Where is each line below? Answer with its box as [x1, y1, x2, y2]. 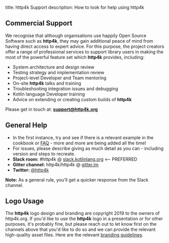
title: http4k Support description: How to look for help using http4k [5, 5, 145, 10]
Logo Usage [5, 197, 44, 205]
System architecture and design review [12, 64, 95, 70]
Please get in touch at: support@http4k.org [5, 106, 98, 112]
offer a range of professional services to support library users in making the [5, 48, 164, 55]
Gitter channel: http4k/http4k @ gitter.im [12, 161, 99, 167]
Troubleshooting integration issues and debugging [12, 85, 118, 92]
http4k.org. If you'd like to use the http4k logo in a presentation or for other [5, 216, 163, 222]
